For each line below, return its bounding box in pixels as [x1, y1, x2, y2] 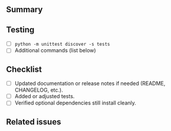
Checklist [6, 64, 42, 74]
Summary [6, 5, 43, 15]
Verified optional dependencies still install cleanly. [14, 99, 137, 106]
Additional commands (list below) [14, 47, 96, 54]
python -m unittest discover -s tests [14, 41, 110, 48]
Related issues [6, 117, 61, 127]
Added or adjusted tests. [14, 93, 75, 100]
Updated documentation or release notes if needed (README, [14, 80, 166, 87]
